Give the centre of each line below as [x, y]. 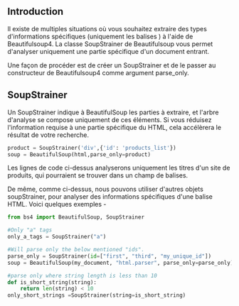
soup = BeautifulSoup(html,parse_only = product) [79, 154]
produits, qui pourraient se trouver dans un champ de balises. [98, 175]
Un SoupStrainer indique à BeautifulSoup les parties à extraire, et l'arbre [113, 112]
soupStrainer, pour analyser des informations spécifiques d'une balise [110, 197]
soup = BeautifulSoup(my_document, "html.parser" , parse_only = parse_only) [121, 263]
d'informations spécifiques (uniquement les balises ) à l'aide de [100, 36]
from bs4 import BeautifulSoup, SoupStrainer [76, 217]
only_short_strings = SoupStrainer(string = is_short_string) [97, 295]
